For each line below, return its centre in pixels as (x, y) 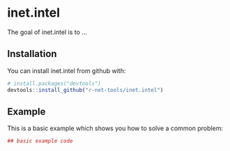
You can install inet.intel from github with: (67, 70)
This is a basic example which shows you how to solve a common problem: (115, 128)
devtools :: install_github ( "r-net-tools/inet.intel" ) (85, 90)
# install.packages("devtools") (54, 84)
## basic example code (40, 141)
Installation (32, 54)
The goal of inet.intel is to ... (47, 32)
